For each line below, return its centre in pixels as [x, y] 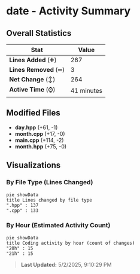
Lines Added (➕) [33, 60]
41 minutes [86, 90]
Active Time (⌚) [32, 89]
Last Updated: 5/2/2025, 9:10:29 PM [66, 264]
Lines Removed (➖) [37, 70]
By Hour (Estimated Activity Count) [58, 226]
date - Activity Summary [69, 11]
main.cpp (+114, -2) [39, 140]
